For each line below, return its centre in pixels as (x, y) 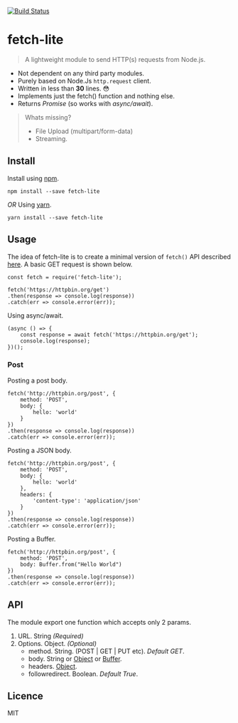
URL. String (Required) (50, 636)
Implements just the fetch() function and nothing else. (96, 95)
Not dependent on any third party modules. (81, 73)
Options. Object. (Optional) (57, 643)
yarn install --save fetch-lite (55, 217)
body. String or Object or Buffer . (75, 658)
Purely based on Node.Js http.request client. (84, 80)
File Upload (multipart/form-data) (84, 131)
